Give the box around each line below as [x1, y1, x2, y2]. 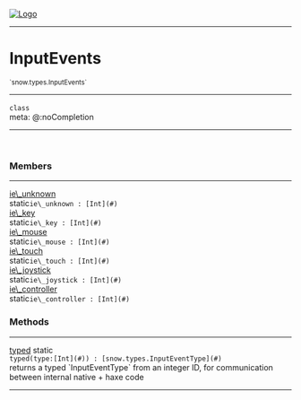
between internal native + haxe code [9, 371, 145, 382]
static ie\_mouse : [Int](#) [9, 236, 110, 247]
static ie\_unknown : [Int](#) [9, 198, 118, 209]
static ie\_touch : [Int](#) [9, 256, 110, 266]
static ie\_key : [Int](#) [9, 217, 102, 228]
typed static [9, 344, 54, 355]
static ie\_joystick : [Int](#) [9, 274, 123, 285]
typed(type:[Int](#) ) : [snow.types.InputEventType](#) [9, 354, 222, 363]
